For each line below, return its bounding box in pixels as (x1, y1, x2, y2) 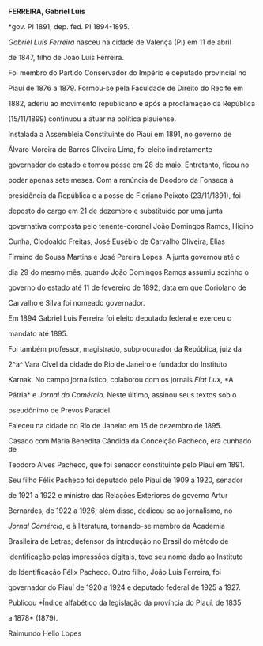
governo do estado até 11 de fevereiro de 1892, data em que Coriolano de (8, 283, 247, 292)
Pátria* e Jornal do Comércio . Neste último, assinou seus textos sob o (8, 390, 237, 399)
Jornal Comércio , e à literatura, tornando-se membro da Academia (8, 522, 225, 530)
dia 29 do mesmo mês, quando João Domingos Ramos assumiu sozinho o (8, 268, 249, 276)
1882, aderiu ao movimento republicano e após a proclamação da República (8, 99, 255, 108)
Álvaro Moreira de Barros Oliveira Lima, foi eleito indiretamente (8, 145, 212, 154)
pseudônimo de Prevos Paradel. (8, 405, 112, 415)
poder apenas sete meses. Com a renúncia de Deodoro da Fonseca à (8, 176, 234, 184)
